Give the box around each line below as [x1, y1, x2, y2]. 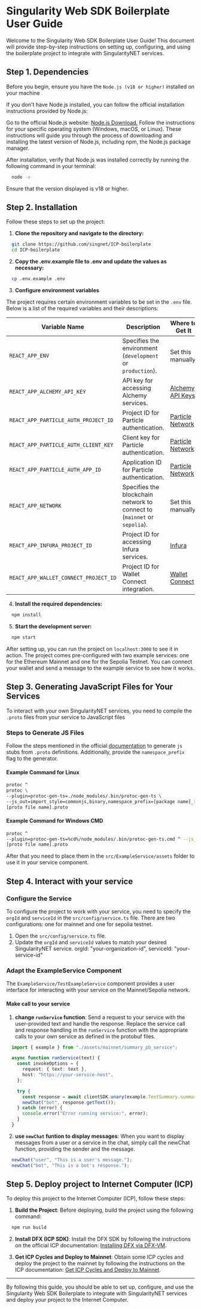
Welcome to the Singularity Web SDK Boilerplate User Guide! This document [6, 37, 194, 44]
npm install [11, 612, 42, 618]
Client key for [122, 433, 160, 442]
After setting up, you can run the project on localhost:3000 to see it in [6, 645, 178, 652]
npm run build [11, 1224, 47, 1231]
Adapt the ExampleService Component [6, 966, 122, 975]
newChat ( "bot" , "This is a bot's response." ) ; [11, 1163, 130, 1169]
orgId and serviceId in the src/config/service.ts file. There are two [6, 914, 175, 922]
